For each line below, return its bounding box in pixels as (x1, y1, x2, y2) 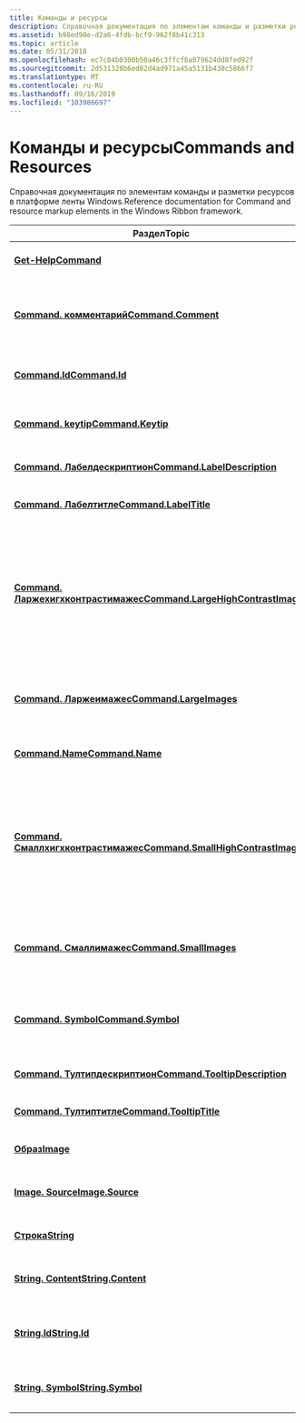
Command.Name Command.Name (14, 747, 162, 760)
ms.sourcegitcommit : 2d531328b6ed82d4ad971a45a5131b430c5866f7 (9, 65, 254, 74)
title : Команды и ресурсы (9, 13, 107, 23)
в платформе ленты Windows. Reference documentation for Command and (9, 196, 291, 207)
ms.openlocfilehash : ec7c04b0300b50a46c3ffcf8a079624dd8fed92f (9, 55, 254, 65)
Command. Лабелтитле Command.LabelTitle (14, 498, 211, 511)
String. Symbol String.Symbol (14, 1381, 143, 1394)
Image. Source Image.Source (14, 1186, 139, 1198)
